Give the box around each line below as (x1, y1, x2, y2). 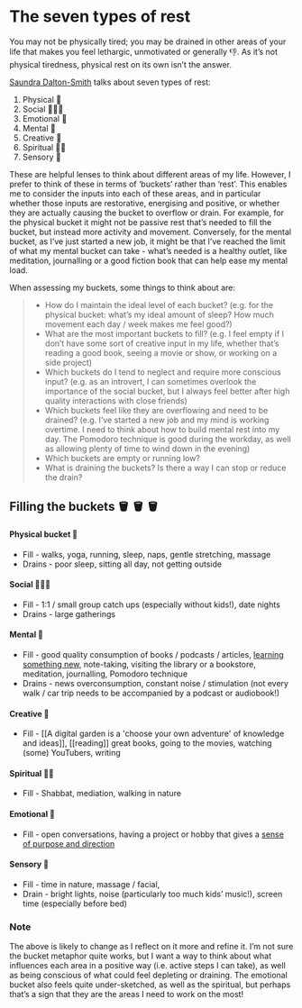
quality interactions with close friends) (44, 395, 188, 406)
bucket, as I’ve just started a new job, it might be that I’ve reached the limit (9, 236, 286, 247)
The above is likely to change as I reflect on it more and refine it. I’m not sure (9, 941, 294, 952)
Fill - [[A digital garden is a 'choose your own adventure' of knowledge (22, 728, 285, 740)
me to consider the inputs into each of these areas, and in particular (9, 187, 261, 199)
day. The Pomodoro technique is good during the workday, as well (44, 433, 291, 444)
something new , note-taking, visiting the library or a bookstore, (22, 658, 257, 669)
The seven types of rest (9, 6, 191, 27)
